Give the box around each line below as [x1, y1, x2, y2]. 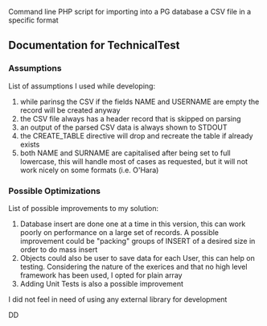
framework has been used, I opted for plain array [19, 270, 183, 280]
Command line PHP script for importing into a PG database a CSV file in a [8, 7, 252, 16]
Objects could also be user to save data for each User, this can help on [19, 253, 255, 262]
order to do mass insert [19, 245, 98, 254]
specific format [8, 15, 59, 25]
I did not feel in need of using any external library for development [8, 294, 228, 304]
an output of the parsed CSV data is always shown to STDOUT [19, 122, 228, 132]
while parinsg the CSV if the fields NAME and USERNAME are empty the [19, 97, 260, 106]
